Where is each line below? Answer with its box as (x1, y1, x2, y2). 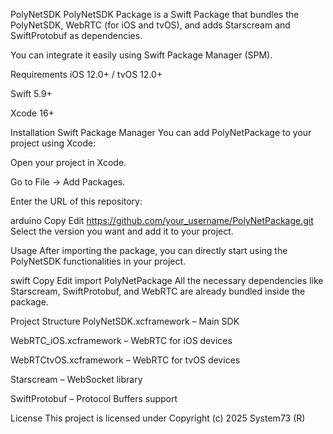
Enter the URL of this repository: (10, 195, 143, 207)
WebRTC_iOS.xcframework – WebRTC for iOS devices (10, 335, 233, 346)
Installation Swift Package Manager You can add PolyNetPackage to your (10, 127, 312, 138)
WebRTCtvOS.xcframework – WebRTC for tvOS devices (10, 354, 241, 366)
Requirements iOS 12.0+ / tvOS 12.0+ (10, 69, 163, 80)
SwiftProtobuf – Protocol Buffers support (10, 393, 178, 404)
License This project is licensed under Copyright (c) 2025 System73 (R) (10, 412, 306, 424)
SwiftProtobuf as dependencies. (10, 30, 143, 41)
